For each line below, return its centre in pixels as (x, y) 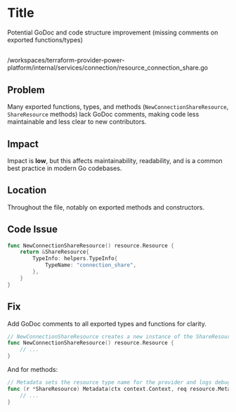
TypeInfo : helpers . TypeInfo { (75, 259)
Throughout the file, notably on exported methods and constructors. (106, 207)
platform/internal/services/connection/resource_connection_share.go (108, 67)
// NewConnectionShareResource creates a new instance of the (100, 336)
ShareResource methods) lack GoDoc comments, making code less (103, 115)
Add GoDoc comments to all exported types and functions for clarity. (107, 323)
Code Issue (33, 230)
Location (27, 190)
